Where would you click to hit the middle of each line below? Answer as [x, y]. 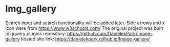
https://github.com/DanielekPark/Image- [110, 33]
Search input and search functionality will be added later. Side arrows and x [85, 23]
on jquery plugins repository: [36, 33]
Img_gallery [31, 9]
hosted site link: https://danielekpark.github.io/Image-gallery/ [85, 39]
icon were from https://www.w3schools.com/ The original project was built [84, 28]
